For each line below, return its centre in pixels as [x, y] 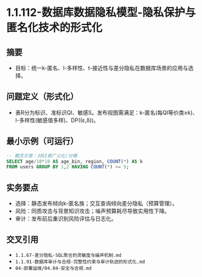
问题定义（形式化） [42, 97]
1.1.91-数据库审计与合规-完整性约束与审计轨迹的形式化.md [80, 262]
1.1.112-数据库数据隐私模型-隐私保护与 [101, 13]
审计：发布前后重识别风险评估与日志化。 [66, 219]
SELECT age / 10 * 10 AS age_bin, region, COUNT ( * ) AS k [75, 161]
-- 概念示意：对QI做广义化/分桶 [42, 156]
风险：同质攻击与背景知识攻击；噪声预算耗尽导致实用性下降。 [92, 211]
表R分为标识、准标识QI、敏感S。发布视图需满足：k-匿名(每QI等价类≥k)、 [106, 112]
